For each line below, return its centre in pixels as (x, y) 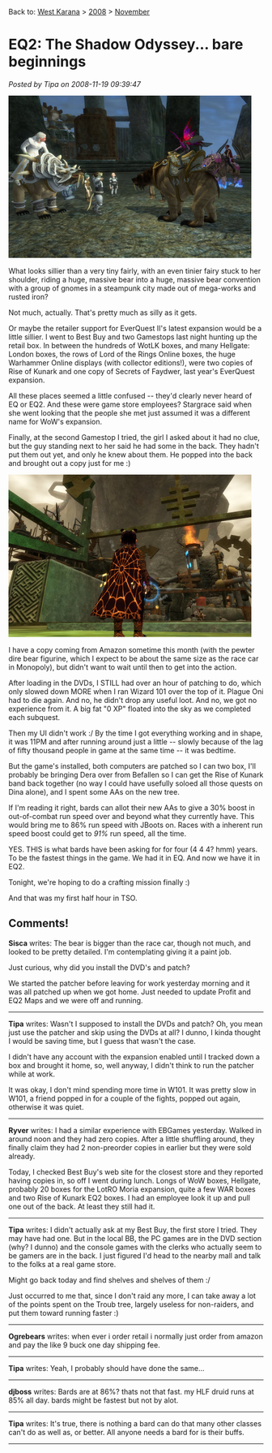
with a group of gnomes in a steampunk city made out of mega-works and (132, 288)
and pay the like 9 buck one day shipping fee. (84, 1345)
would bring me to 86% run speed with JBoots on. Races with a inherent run (136, 825)
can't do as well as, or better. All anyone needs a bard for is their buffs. (126, 1432)
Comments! (38, 923)
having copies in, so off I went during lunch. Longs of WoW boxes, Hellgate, (135, 1180)
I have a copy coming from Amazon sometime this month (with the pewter (132, 649)
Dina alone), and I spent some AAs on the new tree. (94, 791)
